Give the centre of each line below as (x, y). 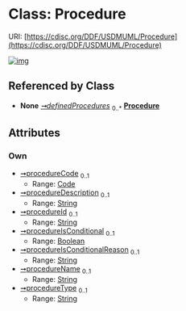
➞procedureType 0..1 (54, 289)
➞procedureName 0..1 (56, 270)
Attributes (34, 133)
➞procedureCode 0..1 (55, 174)
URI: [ (18, 36)
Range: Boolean (58, 241)
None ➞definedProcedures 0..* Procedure (90, 106)
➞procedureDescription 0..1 (65, 193)
